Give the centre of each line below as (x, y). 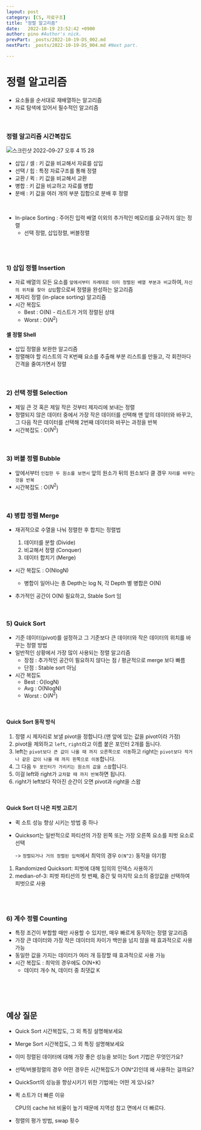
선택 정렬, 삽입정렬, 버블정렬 (57, 233)
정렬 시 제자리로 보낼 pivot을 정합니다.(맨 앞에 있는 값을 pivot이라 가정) (98, 736)
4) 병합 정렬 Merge (33, 516)
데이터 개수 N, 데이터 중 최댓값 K (62, 970)
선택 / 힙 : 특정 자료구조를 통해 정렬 (56, 171)
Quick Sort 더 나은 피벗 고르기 (42, 808)
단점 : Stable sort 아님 (50, 668)
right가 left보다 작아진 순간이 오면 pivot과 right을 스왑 (78, 781)
